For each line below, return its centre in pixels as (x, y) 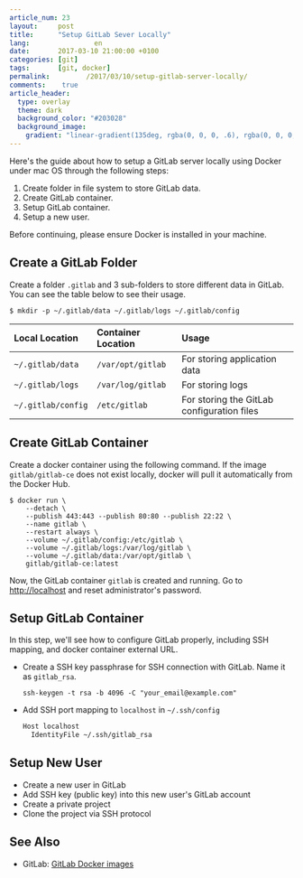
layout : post (42, 26)
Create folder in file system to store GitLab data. (111, 188)
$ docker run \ (38, 500)
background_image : (52, 127)
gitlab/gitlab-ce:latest (72, 564)
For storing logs (215, 385)
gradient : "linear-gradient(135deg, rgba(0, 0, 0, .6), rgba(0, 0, (155, 135)
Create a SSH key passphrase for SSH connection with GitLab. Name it (154, 667)
